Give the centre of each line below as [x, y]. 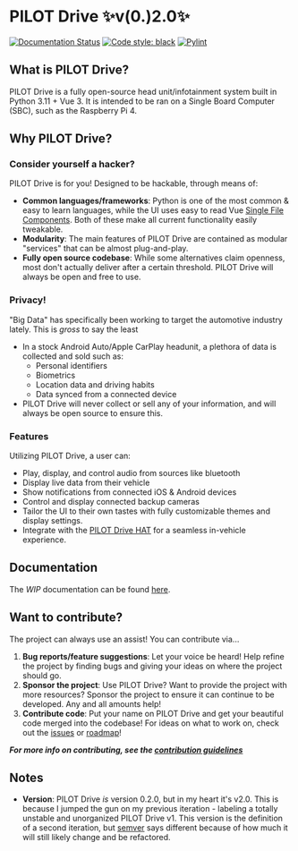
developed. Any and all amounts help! [92, 703]
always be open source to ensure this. [93, 413]
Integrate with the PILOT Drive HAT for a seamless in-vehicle [134, 531]
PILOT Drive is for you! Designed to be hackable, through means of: [134, 183]
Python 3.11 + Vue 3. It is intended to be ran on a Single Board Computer [142, 101]
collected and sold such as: [72, 356]
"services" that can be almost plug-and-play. [105, 249]
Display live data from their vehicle [86, 483]
